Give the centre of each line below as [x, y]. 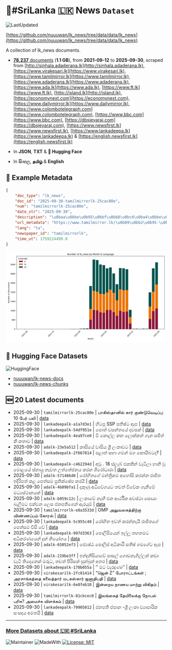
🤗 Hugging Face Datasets [47, 356]
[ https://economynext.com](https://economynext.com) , [71, 98]
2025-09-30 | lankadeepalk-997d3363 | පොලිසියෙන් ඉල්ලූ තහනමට [81, 533]
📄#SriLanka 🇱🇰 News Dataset [70, 10]
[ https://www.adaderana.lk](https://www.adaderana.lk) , [71, 82]
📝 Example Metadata [39, 178]
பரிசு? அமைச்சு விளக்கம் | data [44, 601]
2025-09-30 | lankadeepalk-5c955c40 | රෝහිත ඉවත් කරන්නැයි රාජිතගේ [86, 521]
